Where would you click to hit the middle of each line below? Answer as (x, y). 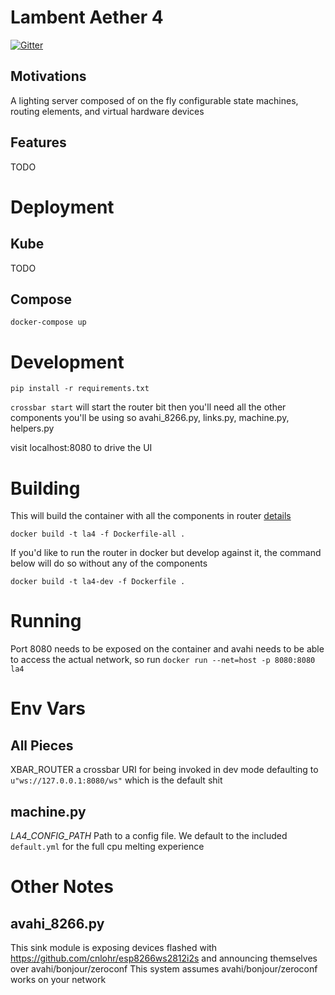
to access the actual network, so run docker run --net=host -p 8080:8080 (163, 660)
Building (45, 488)
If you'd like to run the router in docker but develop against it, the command (166, 553)
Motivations (48, 76)
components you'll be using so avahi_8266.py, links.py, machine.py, (150, 418)
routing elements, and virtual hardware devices (107, 111)
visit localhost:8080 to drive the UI (81, 448)
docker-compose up (48, 322)
